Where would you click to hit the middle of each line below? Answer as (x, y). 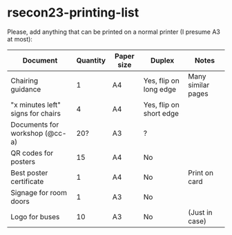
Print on (201, 172)
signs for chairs (36, 113)
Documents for (35, 124)
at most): (20, 39)
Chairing (25, 81)
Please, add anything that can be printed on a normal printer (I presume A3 (114, 32)
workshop (27, 133)
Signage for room (39, 192)
